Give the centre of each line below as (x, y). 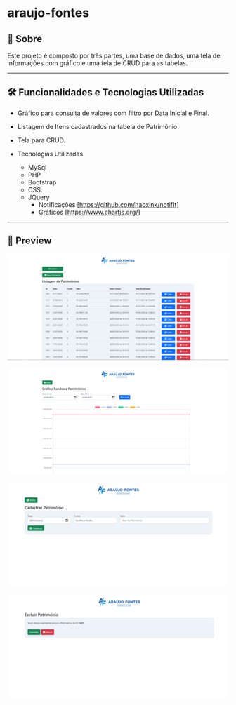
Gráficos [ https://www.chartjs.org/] (89, 212)
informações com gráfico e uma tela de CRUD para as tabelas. (98, 63)
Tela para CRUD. (41, 140)
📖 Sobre (25, 39)
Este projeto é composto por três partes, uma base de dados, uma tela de (114, 55)
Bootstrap (42, 182)
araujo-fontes (48, 13)
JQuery (39, 197)
